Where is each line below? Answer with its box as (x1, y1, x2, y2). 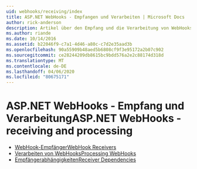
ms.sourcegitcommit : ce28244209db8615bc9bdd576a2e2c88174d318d (6, 52, 164, 58)
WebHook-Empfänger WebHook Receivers (14, 144, 117, 151)
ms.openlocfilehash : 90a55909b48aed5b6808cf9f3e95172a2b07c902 (6, 47, 164, 53)
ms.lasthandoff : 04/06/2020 (6, 69, 75, 75)
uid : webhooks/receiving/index (6, 8, 83, 15)
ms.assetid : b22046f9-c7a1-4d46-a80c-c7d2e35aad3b (6, 42, 133, 48)
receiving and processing (6, 124, 133, 138)
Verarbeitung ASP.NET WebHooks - (6, 112, 182, 125)
